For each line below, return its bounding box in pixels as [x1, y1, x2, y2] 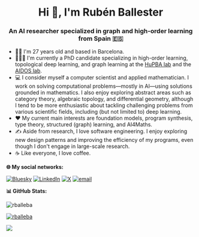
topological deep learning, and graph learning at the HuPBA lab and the [14, 61, 192, 68]
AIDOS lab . [14, 67, 42, 75]
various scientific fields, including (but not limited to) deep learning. [14, 108, 182, 115]
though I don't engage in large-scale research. [14, 143, 130, 150]
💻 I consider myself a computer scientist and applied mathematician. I [14, 74, 189, 81]
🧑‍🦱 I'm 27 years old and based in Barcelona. [14, 48, 125, 55]
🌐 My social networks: [6, 164, 64, 171]
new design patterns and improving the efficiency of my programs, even [14, 137, 194, 144]
